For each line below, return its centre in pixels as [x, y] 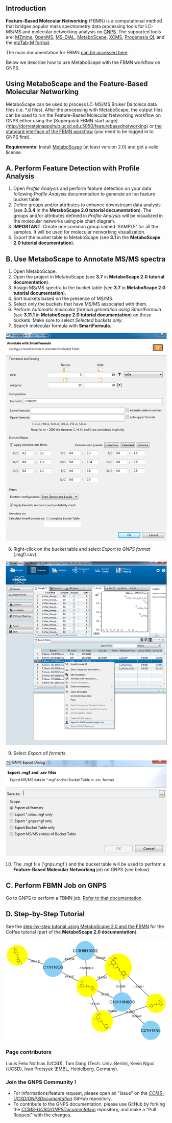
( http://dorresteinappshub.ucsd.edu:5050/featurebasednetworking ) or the [84, 126]
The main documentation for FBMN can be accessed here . [67, 52]
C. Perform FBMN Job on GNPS [56, 886]
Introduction [26, 8]
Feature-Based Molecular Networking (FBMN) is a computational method [84, 20]
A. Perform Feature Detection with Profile [73, 168]
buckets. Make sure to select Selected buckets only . [68, 320]
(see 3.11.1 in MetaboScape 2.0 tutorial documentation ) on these [82, 315]
